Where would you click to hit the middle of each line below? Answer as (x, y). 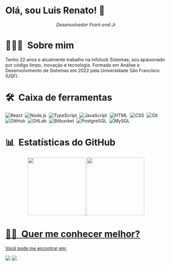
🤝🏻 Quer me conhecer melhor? (73, 234)
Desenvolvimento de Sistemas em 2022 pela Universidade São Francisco (82, 70)
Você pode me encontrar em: (36, 248)
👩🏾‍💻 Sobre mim (40, 45)
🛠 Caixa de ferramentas (59, 98)
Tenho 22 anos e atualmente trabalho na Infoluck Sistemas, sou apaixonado (85, 59)
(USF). (12, 76)
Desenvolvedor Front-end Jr (86, 25)
